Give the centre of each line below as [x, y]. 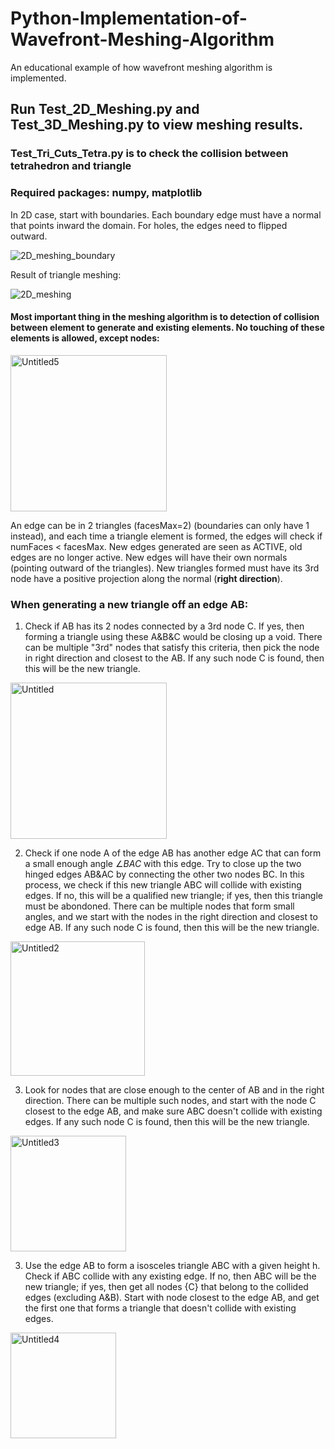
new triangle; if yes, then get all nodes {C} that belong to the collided [166, 1287]
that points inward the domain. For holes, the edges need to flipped [149, 225]
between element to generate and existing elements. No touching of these [167, 328]
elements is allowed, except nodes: [85, 338]
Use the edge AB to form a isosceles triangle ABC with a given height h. [172, 1266]
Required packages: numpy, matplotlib [106, 193]
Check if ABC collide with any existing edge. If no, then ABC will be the [170, 1276]
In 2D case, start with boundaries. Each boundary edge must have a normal [166, 214]
